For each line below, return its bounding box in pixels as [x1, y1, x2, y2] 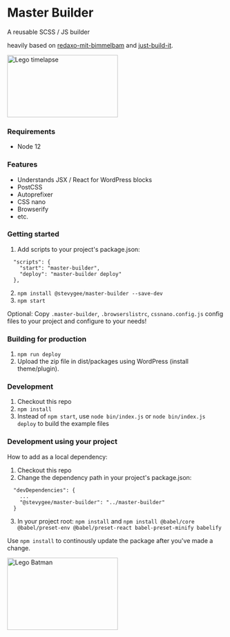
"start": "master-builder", [19, 264, 100, 271]
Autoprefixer [17, 190, 53, 199]
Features [7, 160, 38, 169]
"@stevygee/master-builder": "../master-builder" [19, 499, 166, 506]
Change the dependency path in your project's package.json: [17, 473, 192, 481]
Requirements [7, 127, 56, 136]
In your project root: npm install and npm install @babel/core [17, 517, 195, 525]
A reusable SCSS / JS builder [7, 28, 90, 36]
